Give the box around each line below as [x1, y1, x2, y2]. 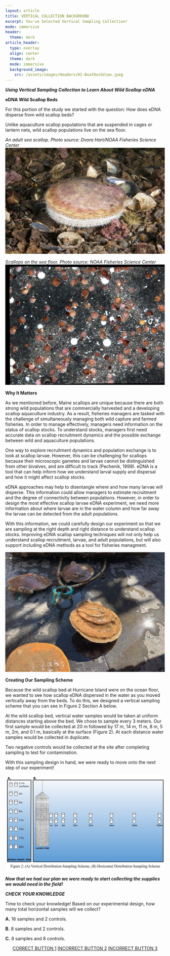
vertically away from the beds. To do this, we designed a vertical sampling [5, 697, 160, 703]
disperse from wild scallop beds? [5, 112, 74, 118]
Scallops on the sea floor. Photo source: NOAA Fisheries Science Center [5, 259, 156, 265]
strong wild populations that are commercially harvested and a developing [5, 405, 160, 411]
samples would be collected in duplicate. [5, 734, 91, 740]
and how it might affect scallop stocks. [5, 474, 86, 480]
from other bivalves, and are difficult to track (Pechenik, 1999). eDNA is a [5, 463, 158, 469]
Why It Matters [5, 390, 37, 396]
